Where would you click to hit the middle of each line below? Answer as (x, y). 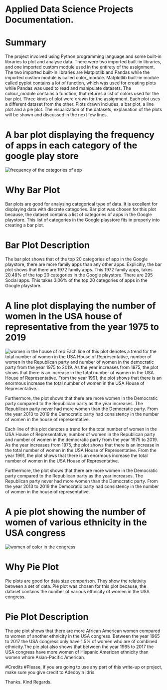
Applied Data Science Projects (69, 9)
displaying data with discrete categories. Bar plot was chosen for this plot (81, 209)
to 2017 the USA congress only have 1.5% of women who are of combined (81, 641)
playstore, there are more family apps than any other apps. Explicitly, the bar (83, 264)
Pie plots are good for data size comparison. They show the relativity (76, 581)
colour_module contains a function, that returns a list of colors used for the (82, 94)
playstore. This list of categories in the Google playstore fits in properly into (83, 220)
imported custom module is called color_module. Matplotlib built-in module (82, 78)
